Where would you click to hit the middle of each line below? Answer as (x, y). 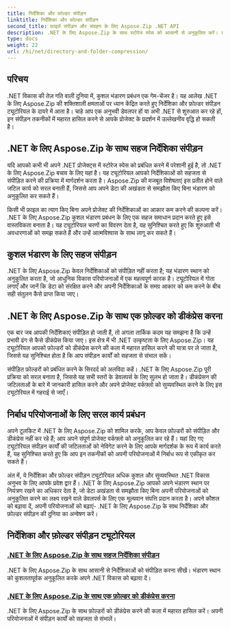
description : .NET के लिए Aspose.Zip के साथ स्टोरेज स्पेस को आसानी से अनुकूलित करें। (113, 33)
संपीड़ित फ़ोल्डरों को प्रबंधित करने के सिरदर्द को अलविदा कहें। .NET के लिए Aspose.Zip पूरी (109, 370)
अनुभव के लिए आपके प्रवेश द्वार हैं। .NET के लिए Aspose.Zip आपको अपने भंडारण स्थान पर (108, 483)
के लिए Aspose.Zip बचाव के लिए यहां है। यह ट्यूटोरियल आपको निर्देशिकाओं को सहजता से (107, 172)
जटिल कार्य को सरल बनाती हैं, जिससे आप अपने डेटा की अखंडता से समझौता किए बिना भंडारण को (111, 188)
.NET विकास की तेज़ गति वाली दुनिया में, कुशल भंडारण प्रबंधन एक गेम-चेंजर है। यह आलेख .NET (112, 96)
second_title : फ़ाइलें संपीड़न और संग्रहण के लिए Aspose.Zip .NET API (93, 26)
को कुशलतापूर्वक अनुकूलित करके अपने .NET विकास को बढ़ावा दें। (79, 578)
